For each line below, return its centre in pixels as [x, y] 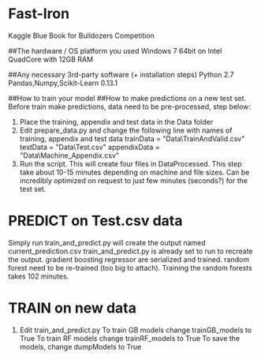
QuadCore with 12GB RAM [50, 59]
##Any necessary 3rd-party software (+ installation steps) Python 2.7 [121, 74]
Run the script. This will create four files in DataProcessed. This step [130, 163]
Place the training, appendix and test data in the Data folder [116, 122]
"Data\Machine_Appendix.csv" [69, 155]
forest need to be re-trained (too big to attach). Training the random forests [130, 267]
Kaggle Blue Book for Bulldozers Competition [82, 36]
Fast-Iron [39, 14]
